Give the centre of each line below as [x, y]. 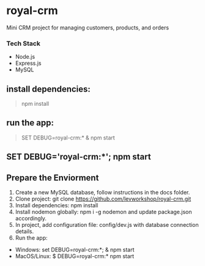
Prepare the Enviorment [53, 178]
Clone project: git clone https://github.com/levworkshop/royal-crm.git [103, 199]
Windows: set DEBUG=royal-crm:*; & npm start [75, 250]
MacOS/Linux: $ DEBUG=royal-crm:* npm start [75, 256]
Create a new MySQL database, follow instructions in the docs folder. [102, 193]
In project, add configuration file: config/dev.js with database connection [107, 225]
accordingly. [31, 218]
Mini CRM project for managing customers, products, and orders [88, 28]
